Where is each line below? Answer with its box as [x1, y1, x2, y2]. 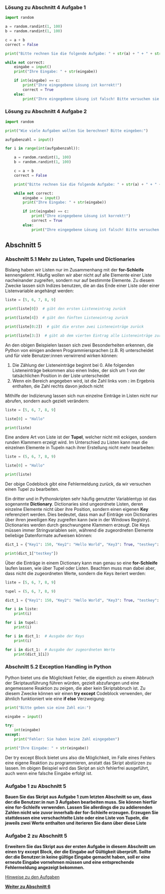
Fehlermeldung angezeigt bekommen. [5, 864, 84, 870]
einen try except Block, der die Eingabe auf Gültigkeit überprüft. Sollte [5, 849, 151, 855]
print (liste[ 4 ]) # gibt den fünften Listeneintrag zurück [5, 315, 129, 320]
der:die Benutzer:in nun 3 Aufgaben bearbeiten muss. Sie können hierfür [5, 799, 157, 805]
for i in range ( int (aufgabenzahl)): [5, 146, 80, 151]
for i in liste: [5, 607, 38, 612]
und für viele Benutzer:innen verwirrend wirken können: [5, 352, 118, 358]
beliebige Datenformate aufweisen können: [5, 533, 92, 539]
